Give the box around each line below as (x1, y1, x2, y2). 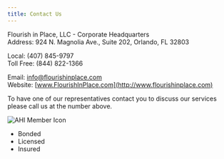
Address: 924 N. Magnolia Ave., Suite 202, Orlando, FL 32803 (7, 37, 190, 46)
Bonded (17, 129, 41, 138)
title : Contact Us (7, 10, 62, 18)
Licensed (17, 137, 45, 145)
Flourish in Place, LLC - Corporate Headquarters (7, 30, 150, 39)
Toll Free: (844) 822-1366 (7, 58, 83, 68)
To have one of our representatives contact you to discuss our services (7, 94, 218, 103)
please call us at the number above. (7, 101, 113, 111)
